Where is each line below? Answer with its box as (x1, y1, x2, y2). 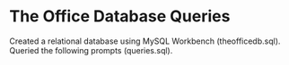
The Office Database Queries (9, 6, 231, 27)
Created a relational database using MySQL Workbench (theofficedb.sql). (9, 36, 281, 46)
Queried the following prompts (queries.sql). (9, 45, 173, 55)
